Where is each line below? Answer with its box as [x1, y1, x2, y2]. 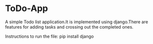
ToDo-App [5, 3, 48, 14]
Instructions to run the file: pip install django [5, 33, 94, 39]
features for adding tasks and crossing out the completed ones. [5, 24, 134, 29]
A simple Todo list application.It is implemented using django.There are [5, 19, 149, 25]
